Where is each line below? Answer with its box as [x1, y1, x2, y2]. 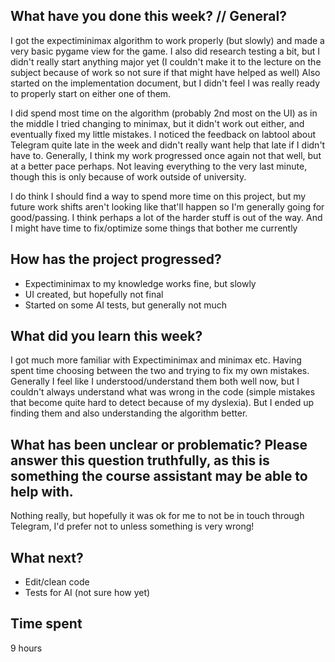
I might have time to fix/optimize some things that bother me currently [10, 222, 298, 234]
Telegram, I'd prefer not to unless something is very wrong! [10, 520, 255, 533]
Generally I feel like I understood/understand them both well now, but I [10, 375, 300, 388]
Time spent [10, 615, 83, 633]
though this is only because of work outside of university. [10, 170, 247, 183]
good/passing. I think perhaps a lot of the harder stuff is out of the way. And [10, 211, 323, 223]
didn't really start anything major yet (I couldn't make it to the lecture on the [10, 55, 322, 68]
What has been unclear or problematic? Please [10, 436, 308, 453]
